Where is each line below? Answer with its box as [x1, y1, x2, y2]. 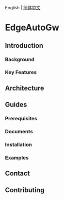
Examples [5, 154, 29, 161]
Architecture [5, 84, 45, 92]
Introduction [5, 41, 44, 50]
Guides [5, 101, 28, 109]
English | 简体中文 [5, 5, 41, 10]
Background [5, 56, 35, 63]
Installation [5, 141, 32, 148]
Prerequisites [5, 115, 37, 122]
